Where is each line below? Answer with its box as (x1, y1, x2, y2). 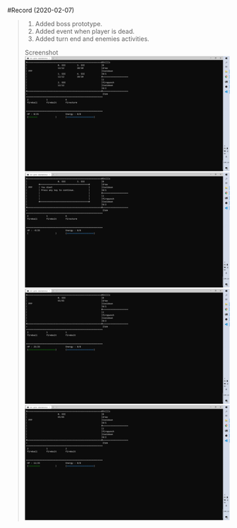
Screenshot (24, 49, 59, 56)
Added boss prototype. (35, 20, 103, 27)
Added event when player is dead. (35, 27, 135, 35)
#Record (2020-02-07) (7, 6, 75, 14)
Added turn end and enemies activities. (35, 35, 150, 43)
